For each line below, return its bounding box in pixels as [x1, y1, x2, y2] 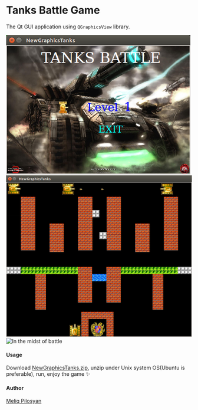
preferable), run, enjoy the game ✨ [6, 370, 90, 378]
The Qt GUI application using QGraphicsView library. [6, 23, 130, 30]
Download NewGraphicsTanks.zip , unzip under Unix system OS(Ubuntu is [6, 364, 185, 372]
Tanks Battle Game [6, 4, 100, 17]
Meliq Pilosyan [6, 398, 42, 405]
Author [6, 384, 24, 391]
